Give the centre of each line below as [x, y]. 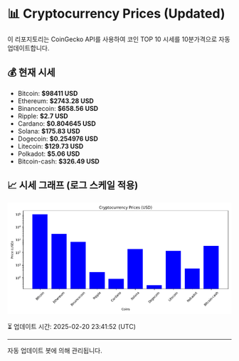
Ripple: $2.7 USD [43, 116]
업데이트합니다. [28, 48]
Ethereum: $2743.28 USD [55, 101]
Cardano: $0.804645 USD [57, 123]
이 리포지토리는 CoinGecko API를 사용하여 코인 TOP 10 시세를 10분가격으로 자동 [119, 39]
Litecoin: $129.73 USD [51, 146]
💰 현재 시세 [31, 73]
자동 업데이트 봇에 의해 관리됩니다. [55, 350]
